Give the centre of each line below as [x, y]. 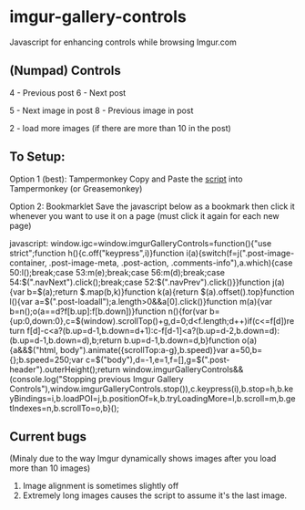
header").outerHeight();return [65, 369]
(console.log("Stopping [53, 379]
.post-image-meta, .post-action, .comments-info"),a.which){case [171, 263]
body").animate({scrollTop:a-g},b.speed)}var [144, 349]
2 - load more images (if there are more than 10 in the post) [121, 128]
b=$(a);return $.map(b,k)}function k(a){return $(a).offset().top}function [161, 291]
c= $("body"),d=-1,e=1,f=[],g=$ [143, 359]
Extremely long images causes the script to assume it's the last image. [155, 495]
